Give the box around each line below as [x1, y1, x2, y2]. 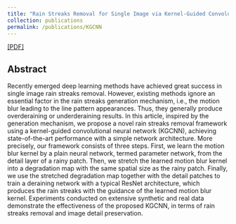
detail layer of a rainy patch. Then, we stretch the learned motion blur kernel [7, 156, 228, 166]
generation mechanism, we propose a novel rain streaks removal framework [7, 119, 228, 127]
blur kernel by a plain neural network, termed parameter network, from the [7, 149, 223, 158]
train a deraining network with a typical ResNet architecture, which [7, 179, 200, 187]
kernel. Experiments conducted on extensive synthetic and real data [7, 194, 204, 203]
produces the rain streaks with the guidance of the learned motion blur [7, 187, 212, 195]
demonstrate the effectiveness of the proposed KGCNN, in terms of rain [7, 201, 216, 210]
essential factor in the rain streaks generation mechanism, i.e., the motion [7, 97, 220, 106]
